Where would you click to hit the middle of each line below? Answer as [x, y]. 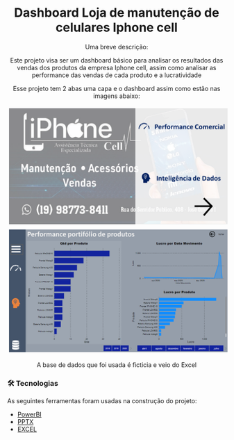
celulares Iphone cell [117, 27]
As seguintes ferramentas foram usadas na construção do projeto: [102, 401]
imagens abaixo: [117, 96]
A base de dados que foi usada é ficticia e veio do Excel [116, 365]
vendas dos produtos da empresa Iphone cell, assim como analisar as [117, 67]
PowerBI [29, 414]
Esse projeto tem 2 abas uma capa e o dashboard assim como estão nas [117, 88]
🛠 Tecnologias [33, 383]
